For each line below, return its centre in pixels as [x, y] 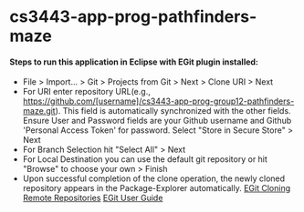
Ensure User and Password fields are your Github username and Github [157, 121]
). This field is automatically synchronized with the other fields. [173, 111]
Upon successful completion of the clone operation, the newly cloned [154, 178]
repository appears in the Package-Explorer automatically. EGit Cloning [157, 188]
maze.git [39, 111]
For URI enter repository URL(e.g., [86, 92]
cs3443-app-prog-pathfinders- [133, 17]
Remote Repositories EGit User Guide [93, 198]
